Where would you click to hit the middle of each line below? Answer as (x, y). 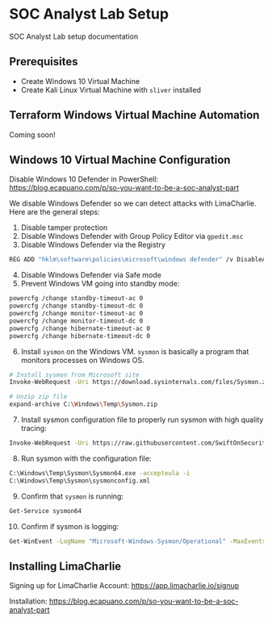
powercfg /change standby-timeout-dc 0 (76, 306)
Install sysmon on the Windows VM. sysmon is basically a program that (135, 351)
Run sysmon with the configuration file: (86, 458)
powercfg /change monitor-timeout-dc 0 (76, 321)
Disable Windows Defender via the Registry (93, 245)
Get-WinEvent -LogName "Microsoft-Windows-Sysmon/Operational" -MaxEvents (138, 541)
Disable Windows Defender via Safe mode (91, 275)
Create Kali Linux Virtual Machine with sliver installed (111, 90)
